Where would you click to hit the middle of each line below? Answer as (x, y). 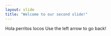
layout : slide (20, 10)
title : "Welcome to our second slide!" (47, 14)
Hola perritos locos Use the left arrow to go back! (56, 28)
